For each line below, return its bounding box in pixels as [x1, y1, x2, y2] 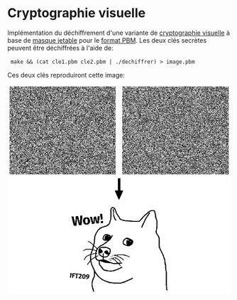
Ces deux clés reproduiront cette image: [7, 70, 126, 79]
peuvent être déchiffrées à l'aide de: [7, 43, 114, 52]
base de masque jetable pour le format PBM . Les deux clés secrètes [7, 36, 207, 44]
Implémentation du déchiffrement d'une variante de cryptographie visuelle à [7, 28, 231, 37]
